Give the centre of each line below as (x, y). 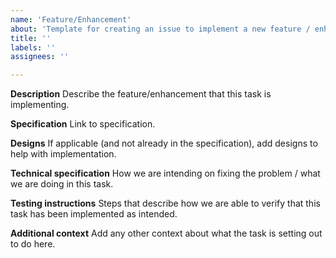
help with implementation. (63, 154)
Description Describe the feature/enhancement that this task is (141, 94)
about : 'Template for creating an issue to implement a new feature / (160, 29)
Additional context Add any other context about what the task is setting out (166, 233)
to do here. (33, 244)
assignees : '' (40, 57)
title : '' (31, 38)
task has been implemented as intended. (94, 214)
